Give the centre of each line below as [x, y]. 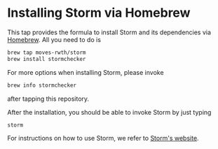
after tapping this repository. [48, 99]
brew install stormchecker [47, 59]
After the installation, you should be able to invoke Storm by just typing [109, 112]
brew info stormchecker [42, 85]
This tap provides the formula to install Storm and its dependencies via [109, 32]
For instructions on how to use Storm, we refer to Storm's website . [103, 139]
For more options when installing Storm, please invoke [86, 72]
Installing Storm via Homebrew [99, 13]
